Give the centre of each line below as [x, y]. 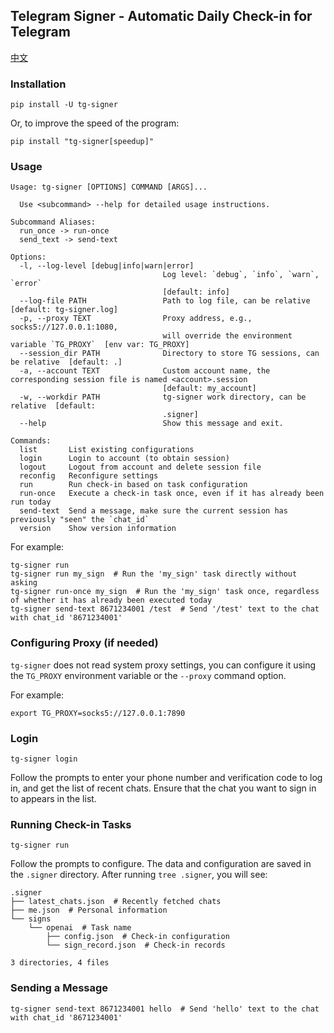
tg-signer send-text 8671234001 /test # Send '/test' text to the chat [165, 609]
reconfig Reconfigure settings [89, 476]
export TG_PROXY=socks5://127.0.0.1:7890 [98, 713]
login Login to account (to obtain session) [124, 459]
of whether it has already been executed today [111, 600]
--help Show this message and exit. [151, 424]
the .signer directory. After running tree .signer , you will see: [139, 875]
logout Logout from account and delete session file [140, 467]
